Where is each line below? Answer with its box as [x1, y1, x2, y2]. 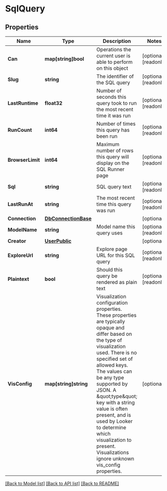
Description [102, 38, 131, 44]
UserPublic [44, 238, 72, 245]
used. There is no [96, 349, 137, 356]
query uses [96, 230, 123, 236]
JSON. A [96, 387, 117, 393]
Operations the [96, 46, 132, 53]
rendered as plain [96, 279, 138, 285]
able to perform [96, 58, 133, 65]
